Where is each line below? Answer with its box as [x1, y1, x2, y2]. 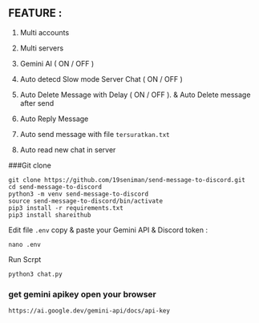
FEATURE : [8, 6, 63, 20]
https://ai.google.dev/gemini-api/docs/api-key [8, 307, 171, 315]
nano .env [8, 240, 42, 248]
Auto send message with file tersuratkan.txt [19, 129, 170, 139]
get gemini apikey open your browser [8, 289, 156, 300]
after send [19, 98, 55, 107]
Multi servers [19, 43, 64, 53]
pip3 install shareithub [8, 211, 91, 219]
